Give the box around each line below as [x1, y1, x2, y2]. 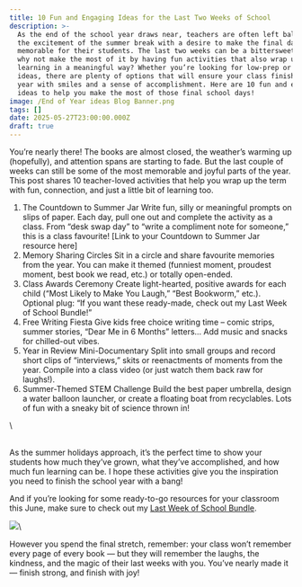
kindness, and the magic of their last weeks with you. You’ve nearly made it [9, 558, 289, 568]
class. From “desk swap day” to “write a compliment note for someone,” [22, 221, 289, 232]
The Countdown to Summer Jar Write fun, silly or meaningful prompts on [22, 202, 292, 212]
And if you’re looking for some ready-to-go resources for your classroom [9, 494, 280, 503]
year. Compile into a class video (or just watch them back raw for [22, 365, 263, 375]
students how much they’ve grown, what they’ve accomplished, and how [9, 457, 280, 467]
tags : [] [9, 105, 42, 114]
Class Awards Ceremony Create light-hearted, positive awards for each [22, 279, 287, 289]
